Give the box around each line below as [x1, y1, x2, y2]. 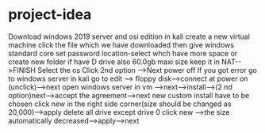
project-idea [8, 6, 92, 24]
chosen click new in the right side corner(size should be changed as [8, 99, 232, 108]
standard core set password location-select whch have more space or [8, 48, 238, 58]
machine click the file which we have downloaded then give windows [8, 40, 234, 49]
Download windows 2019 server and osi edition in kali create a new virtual [8, 32, 250, 41]
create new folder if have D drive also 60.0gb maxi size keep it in [8, 57, 221, 66]
